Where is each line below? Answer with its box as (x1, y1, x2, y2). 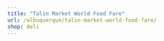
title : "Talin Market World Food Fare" (7, 10, 126, 17)
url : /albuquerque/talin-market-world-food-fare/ (7, 17, 158, 24)
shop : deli (7, 23, 40, 30)
